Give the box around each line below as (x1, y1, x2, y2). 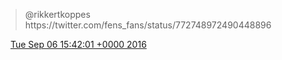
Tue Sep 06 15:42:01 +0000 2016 (9, 39, 147, 50)
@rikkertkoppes (24, 9, 91, 20)
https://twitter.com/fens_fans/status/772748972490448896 (24, 19, 272, 31)
